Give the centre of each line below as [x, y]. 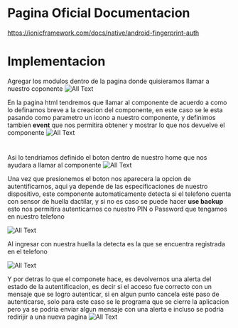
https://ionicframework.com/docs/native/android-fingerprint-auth [103, 33]
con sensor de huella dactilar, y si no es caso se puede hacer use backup [115, 202]
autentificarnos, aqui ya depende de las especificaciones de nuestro [108, 187]
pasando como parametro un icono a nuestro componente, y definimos [112, 117]
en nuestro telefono [36, 217]
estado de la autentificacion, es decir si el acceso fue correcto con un [109, 287]
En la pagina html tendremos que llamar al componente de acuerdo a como [117, 102]
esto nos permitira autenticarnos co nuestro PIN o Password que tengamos [117, 209]
